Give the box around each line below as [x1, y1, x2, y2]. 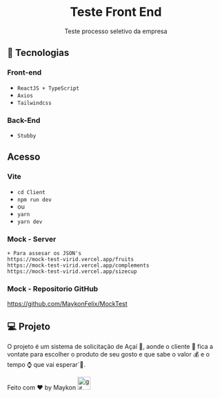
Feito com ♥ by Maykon [7, 383, 77, 392]
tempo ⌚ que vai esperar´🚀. [7, 361, 86, 369]
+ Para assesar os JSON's [7, 249, 81, 256]
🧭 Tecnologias [7, 47, 70, 59]
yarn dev [17, 218, 43, 225]
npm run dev [17, 196, 52, 203]
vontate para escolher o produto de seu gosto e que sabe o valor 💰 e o [7, 350, 210, 359]
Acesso [7, 151, 41, 163]
